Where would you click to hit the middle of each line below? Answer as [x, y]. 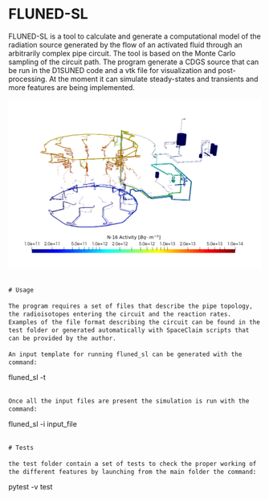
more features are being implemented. [71, 87]
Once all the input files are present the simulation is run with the [129, 401]
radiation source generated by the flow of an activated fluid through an [125, 44]
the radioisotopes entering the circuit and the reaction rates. [120, 314]
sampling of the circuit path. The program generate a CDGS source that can [134, 62]
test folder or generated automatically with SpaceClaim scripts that [129, 330]
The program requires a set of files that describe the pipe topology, [130, 306]
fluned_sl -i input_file [43, 424]
